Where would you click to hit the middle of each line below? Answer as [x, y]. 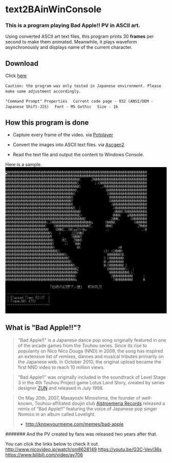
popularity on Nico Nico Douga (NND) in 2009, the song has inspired [90, 351]
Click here [16, 76]
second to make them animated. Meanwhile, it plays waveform [71, 42]
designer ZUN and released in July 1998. [61, 388]
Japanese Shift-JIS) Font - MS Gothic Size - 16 [62, 107]
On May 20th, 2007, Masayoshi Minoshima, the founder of [79, 398]
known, [26, 403]
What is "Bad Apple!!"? [43, 328]
